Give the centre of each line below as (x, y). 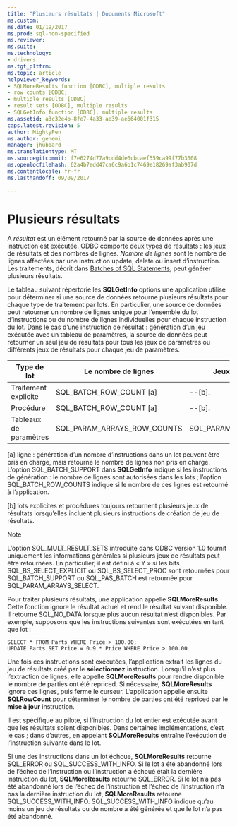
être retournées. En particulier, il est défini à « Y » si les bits (93, 563)
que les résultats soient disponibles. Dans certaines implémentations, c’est (116, 728)
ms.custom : (23, 20)
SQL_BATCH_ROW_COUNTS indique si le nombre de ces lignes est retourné (118, 485)
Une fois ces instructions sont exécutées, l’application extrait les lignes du (115, 662)
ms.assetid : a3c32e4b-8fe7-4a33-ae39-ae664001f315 (83, 119)
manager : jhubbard (34, 145)
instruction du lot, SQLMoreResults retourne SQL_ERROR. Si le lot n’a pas (114, 779)
